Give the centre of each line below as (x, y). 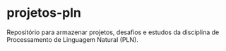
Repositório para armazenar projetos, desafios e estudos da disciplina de (113, 32)
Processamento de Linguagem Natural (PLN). (72, 39)
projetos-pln (44, 13)
